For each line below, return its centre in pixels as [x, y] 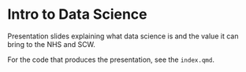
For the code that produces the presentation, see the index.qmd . [111, 59]
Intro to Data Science [77, 14]
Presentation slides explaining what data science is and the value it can [123, 36]
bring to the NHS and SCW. [52, 44]
